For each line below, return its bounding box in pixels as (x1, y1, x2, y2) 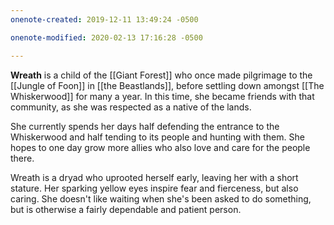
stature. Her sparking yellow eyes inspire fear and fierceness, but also (10, 182, 299, 194)
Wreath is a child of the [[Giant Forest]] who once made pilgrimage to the (10, 69, 313, 81)
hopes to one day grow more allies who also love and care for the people (10, 141, 311, 153)
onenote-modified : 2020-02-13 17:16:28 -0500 (10, 32, 203, 43)
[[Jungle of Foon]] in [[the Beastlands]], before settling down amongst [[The (10, 79, 325, 91)
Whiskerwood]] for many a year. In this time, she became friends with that (10, 90, 315, 102)
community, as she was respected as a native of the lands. (10, 101, 252, 113)
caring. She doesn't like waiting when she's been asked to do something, (10, 192, 312, 205)
